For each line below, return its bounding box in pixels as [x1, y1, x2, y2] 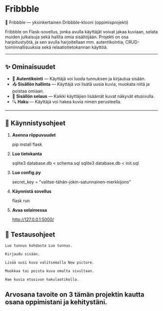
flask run [12, 198, 30, 203]
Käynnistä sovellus [12, 188, 52, 194]
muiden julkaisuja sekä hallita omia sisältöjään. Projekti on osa [5, 34, 129, 40]
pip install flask [12, 141, 43, 147]
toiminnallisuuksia [5, 44, 41, 50]
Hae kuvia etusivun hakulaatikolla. [5, 277, 79, 282]
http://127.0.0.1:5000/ [12, 217, 54, 222]
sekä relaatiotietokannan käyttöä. [41, 44, 108, 50]
